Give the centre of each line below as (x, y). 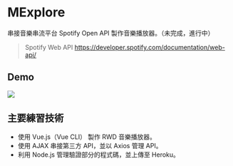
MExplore (36, 12)
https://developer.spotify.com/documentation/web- (150, 47)
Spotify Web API (49, 47)
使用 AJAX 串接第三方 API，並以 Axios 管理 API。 (90, 145)
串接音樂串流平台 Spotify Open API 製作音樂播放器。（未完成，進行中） (111, 33)
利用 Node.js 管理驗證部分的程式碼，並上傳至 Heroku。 (99, 155)
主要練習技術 (36, 118)
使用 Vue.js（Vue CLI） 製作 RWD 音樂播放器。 (87, 137)
